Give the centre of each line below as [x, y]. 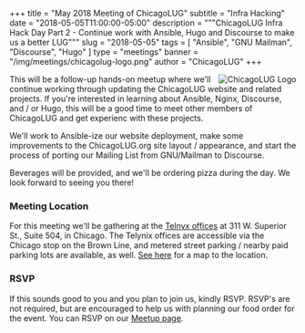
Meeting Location [49, 206]
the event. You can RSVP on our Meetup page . [97, 317]
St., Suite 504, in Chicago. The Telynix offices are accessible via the [137, 235]
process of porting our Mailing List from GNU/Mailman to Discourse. [137, 155]
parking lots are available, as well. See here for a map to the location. [139, 255]
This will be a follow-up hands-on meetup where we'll [110, 79]
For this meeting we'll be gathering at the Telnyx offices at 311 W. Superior [148, 226]
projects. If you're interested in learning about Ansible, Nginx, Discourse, [146, 99]
